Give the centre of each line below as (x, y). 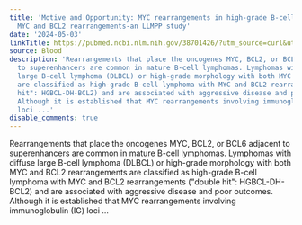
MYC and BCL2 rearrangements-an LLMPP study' (104, 26)
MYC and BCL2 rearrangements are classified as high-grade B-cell (133, 173)
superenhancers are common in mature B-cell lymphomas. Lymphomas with (151, 153)
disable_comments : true (54, 118)
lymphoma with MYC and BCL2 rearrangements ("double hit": (124, 182)
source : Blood (36, 51)
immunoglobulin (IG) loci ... (59, 211)
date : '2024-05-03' (46, 34)
